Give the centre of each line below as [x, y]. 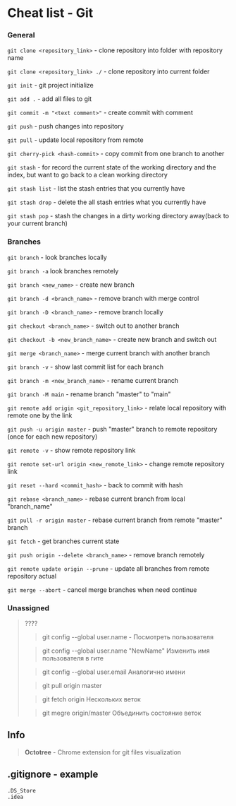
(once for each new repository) [52, 437]
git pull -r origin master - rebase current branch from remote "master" [115, 520]
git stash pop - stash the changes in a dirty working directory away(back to [118, 216]
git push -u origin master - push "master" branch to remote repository [112, 429]
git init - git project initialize [50, 85]
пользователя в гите [73, 658]
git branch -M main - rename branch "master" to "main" [89, 394]
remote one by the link [40, 415]
